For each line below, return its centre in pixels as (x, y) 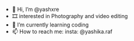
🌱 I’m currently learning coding (50, 25)
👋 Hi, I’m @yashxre (35, 9)
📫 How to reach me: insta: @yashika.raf (62, 31)
